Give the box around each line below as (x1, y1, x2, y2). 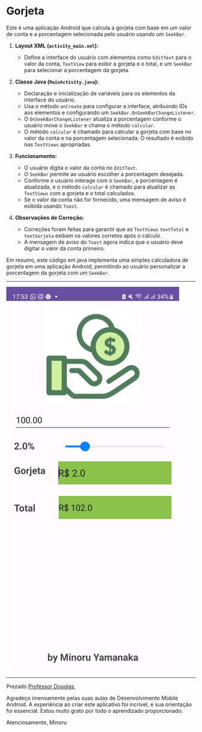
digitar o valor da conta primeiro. (23, 244, 105, 252)
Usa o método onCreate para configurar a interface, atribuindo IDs (23, 102, 188, 109)
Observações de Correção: (14, 214, 84, 221)
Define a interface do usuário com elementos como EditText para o (23, 53, 192, 61)
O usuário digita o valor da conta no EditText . (23, 164, 137, 171)
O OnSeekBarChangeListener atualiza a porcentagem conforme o (23, 115, 182, 123)
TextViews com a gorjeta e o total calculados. (23, 189, 136, 196)
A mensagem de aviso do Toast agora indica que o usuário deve (23, 238, 183, 246)
